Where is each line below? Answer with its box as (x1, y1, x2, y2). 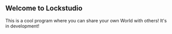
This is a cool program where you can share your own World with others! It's (5, 17, 167, 23)
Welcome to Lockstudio (5, 4, 83, 13)
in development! (5, 23, 40, 29)
